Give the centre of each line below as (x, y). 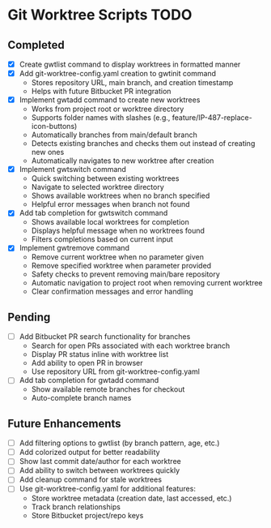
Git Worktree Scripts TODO (100, 15)
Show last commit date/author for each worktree (100, 461)
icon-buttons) (54, 127)
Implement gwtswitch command (73, 170)
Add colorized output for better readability (89, 453)
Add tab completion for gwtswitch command (93, 213)
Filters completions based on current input (102, 239)
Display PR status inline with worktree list (100, 354)
